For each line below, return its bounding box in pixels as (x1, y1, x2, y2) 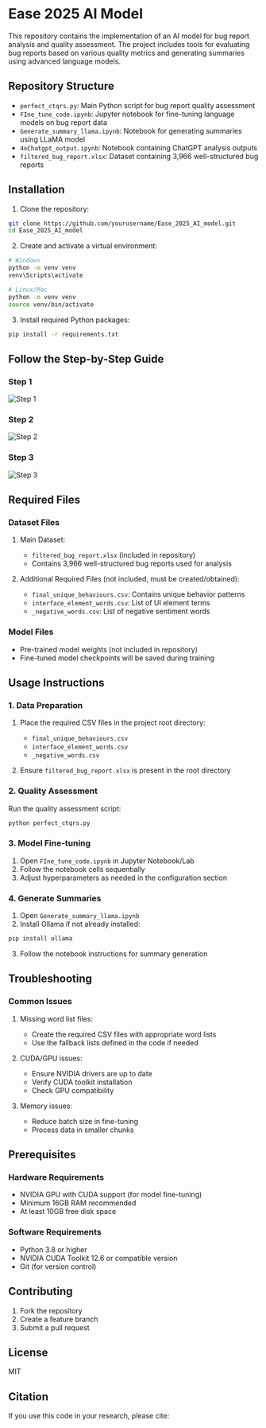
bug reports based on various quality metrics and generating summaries (8, 48, 245, 57)
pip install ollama (8, 935, 73, 943)
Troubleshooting (8, 972, 93, 986)
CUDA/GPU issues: (19, 1053, 83, 1063)
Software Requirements (8, 1227, 102, 1238)
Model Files (8, 626, 54, 637)
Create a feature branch (19, 1314, 98, 1324)
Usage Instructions (8, 676, 105, 690)
